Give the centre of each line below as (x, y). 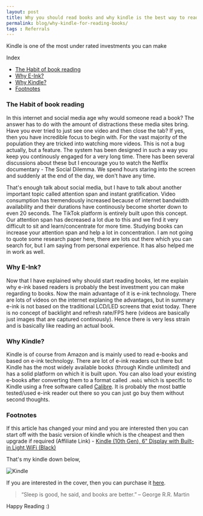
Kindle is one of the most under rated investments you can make (87, 46)
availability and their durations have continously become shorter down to (97, 207)
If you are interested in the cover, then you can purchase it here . (86, 483)
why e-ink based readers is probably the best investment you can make (95, 287)
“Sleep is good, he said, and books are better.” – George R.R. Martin (105, 495)
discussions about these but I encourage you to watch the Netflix (87, 163)
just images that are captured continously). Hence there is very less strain (98, 319)
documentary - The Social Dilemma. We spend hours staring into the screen (101, 169)
